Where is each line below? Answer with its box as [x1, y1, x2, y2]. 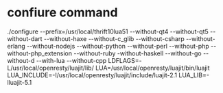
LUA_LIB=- [178, 70, 209, 79]
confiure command [7, 5, 118, 21]
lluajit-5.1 [7, 78, 32, 86]
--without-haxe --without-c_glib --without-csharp [43, 34, 185, 42]
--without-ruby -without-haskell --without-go [73, 49, 202, 57]
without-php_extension [7, 49, 73, 57]
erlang [7, 42, 25, 50]
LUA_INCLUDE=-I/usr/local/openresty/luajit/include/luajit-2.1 [7, 70, 177, 79]
